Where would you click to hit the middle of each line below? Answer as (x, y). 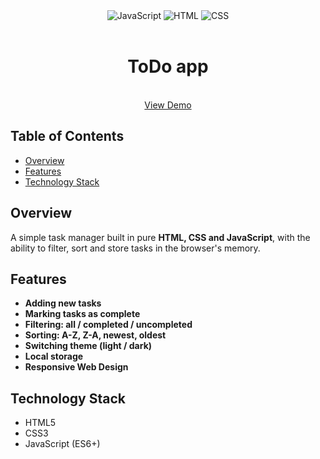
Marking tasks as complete (82, 314)
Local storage (54, 356)
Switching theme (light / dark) (88, 346)
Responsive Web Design (76, 367)
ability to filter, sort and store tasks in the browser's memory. (135, 248)
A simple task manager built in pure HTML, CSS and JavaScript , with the (160, 237)
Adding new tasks (63, 303)
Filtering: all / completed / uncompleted (108, 325)
